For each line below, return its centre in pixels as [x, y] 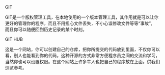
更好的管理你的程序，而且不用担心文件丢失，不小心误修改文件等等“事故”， [80, 23]
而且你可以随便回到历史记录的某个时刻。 [46, 29]
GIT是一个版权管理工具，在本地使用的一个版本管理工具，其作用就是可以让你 [82, 17]
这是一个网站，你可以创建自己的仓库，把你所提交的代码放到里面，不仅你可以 [82, 49]
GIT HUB [14, 39]
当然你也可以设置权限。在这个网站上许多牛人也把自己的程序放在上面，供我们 [82, 62]
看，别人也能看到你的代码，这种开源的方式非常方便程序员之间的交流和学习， [82, 55]
